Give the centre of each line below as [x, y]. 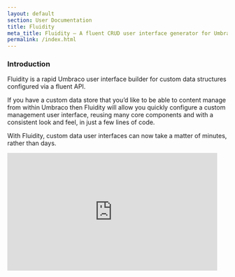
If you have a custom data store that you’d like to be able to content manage [116, 100]
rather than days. [32, 143]
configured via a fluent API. [47, 87]
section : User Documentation [50, 20]
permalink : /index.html [42, 40]
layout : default [31, 14]
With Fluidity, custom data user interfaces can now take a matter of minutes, [117, 136]
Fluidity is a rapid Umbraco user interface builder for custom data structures [117, 79]
